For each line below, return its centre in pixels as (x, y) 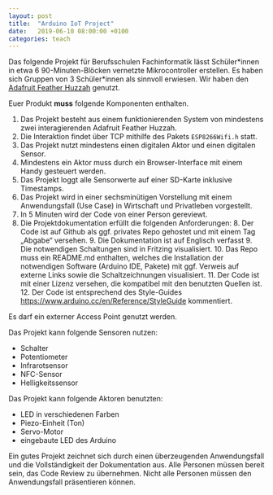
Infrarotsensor (44, 366)
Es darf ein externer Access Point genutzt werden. (93, 317)
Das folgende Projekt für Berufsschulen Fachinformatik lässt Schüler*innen (134, 62)
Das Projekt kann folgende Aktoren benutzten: (86, 399)
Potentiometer (44, 357)
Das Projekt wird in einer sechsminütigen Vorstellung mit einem (126, 197)
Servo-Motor (42, 431)
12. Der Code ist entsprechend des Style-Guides (101, 292)
